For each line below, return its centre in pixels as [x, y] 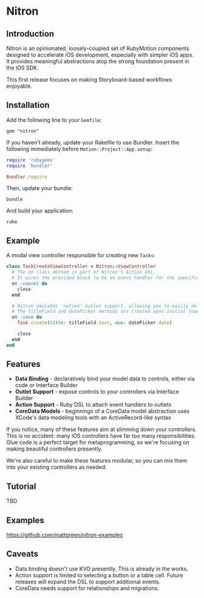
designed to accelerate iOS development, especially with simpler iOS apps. [100, 55]
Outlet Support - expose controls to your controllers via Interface [97, 392]
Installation [28, 105]
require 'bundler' [29, 166]
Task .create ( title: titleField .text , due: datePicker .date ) [95, 323]
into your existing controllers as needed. [57, 467]
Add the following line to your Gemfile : [54, 119]
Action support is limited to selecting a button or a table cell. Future [99, 575]
